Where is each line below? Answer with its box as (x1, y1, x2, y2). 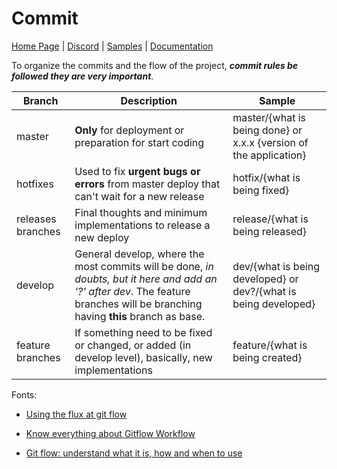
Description (120, 93, 178, 107)
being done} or (232, 123, 303, 137)
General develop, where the (74, 247, 205, 261)
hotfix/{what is (232, 170, 301, 184)
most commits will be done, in (74, 259, 214, 273)
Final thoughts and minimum (74, 205, 208, 219)
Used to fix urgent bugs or (74, 164, 201, 178)
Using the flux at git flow (25, 408, 128, 420)
